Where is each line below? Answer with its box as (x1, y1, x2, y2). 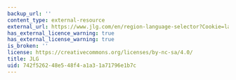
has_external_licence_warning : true (7, 29, 114, 37)
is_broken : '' (7, 42, 49, 49)
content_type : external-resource (7, 17, 105, 24)
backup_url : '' (7, 10, 52, 17)
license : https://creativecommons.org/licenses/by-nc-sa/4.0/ (7, 49, 193, 56)
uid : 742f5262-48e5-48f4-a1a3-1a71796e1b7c (7, 62, 137, 69)
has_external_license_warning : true (7, 36, 114, 43)
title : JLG (7, 56, 39, 63)
